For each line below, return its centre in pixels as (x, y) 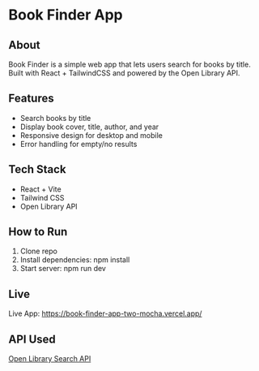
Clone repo (39, 251)
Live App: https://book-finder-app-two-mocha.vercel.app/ (105, 313)
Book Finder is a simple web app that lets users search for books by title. (129, 64)
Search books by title (55, 118)
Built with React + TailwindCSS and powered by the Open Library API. (124, 73)
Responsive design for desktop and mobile (91, 135)
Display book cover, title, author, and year (89, 127)
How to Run (38, 232)
